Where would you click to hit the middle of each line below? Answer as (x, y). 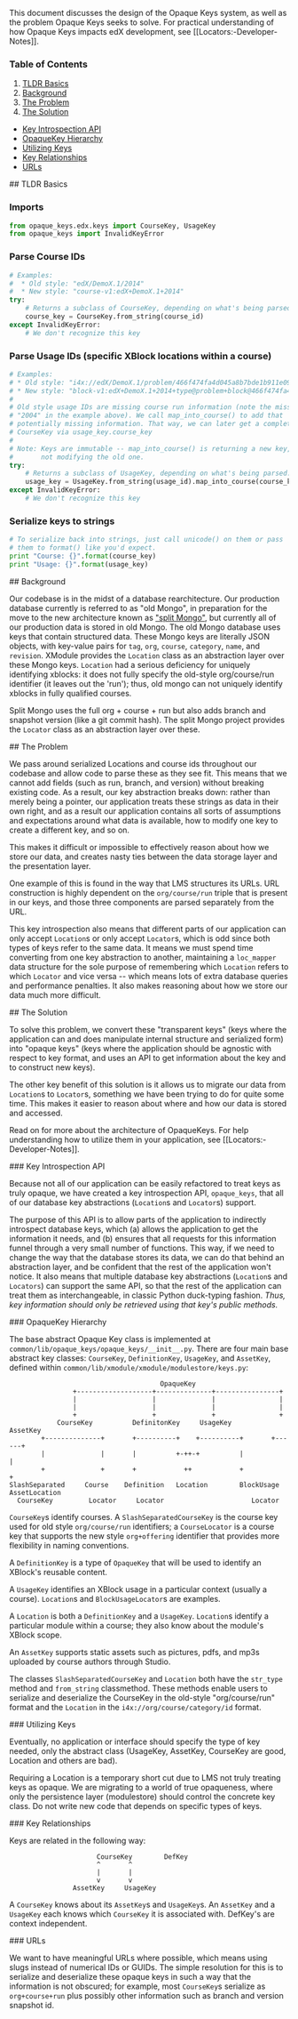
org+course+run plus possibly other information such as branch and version (146, 1995)
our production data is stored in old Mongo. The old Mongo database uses (145, 627)
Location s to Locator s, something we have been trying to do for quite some (147, 1094)
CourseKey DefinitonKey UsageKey (144, 1422)
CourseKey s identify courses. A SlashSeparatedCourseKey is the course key (144, 1516)
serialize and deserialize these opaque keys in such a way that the (130, 1976)
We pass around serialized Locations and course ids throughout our (133, 763)
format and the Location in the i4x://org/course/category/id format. (135, 1707)
